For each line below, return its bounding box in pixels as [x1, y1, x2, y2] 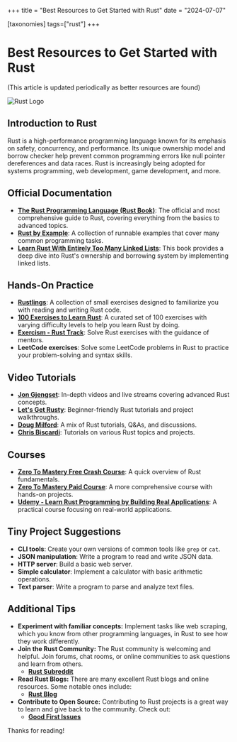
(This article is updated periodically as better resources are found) [7, 83, 201, 92]
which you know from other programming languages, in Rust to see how [17, 629, 229, 638]
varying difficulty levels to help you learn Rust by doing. [17, 321, 180, 329]
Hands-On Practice [7, 279, 94, 291]
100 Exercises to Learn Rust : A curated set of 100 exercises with [17, 313, 207, 322]
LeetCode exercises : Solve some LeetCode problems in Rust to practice [17, 344, 229, 352]
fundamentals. [17, 475, 60, 484]
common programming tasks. [17, 236, 104, 244]
